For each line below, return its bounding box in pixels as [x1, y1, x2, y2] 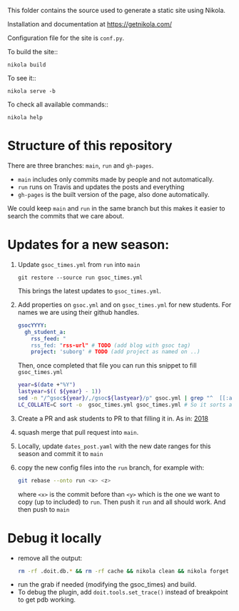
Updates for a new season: [7, 237, 170, 253]
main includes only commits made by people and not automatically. [17, 175, 214, 183]
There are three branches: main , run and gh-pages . [7, 161, 154, 170]
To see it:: [7, 74, 36, 82]
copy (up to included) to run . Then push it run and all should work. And [17, 498, 226, 506]
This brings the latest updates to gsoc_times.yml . [17, 286, 162, 295]
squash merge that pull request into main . [17, 428, 139, 436]
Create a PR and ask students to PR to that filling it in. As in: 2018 [17, 414, 209, 423]
